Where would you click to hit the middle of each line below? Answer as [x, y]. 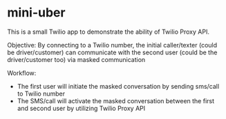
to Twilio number [41, 94]
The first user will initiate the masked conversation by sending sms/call [118, 86]
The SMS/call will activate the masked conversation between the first [116, 100]
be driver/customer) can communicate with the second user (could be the [112, 52]
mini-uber [36, 13]
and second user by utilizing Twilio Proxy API [81, 108]
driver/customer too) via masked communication [76, 59]
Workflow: [22, 73]
